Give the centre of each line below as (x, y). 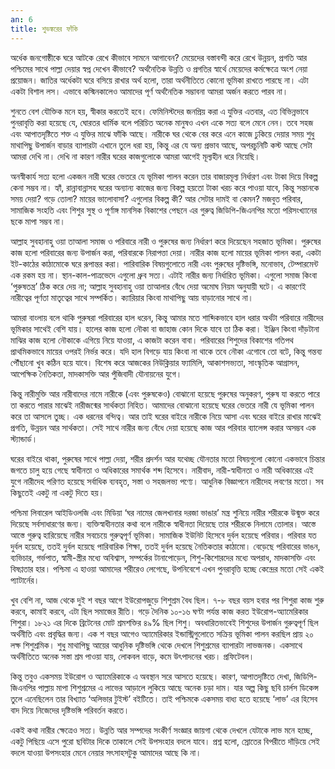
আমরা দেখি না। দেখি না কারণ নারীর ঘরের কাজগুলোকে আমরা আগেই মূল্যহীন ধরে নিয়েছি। (135, 156)
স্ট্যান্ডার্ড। (24, 438)
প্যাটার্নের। (25, 580)
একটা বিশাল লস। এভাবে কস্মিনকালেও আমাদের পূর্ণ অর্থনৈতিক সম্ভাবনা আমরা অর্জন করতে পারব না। (149, 91)
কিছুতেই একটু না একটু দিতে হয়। (57, 492)
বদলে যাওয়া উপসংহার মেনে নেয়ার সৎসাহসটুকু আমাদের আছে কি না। (106, 752)
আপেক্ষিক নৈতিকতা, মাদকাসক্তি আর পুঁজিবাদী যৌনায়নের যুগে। (96, 373)
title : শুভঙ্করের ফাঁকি (44, 29)
